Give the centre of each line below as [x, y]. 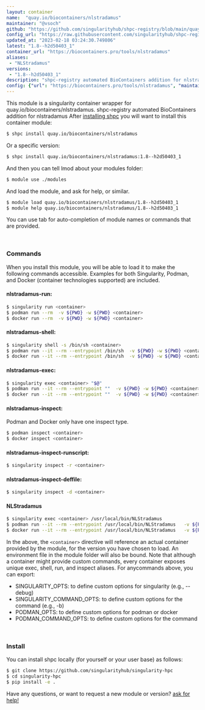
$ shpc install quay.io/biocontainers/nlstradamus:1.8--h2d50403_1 [94, 156]
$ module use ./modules [37, 179]
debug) [24, 593]
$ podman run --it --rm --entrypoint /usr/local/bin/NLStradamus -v [98, 525]
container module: [29, 122]
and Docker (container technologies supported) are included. [83, 280]
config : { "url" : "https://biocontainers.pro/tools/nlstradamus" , [91, 86]
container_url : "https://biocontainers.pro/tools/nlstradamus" [88, 52]
